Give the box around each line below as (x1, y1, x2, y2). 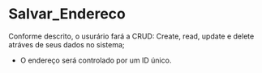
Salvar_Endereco (8, 5, 126, 23)
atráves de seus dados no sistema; (8, 39, 125, 49)
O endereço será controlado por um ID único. (19, 55, 172, 65)
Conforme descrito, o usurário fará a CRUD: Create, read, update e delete (8, 31, 255, 41)
